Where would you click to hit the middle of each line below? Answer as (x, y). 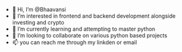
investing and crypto (38, 22)
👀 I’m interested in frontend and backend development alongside (94, 16)
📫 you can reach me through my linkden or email (74, 42)
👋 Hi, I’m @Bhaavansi (39, 9)
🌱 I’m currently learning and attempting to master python (84, 29)
